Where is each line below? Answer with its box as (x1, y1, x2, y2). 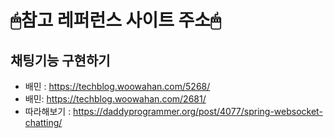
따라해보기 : (24, 106, 72, 117)
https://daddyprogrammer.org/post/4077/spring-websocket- (73, 106, 323, 117)
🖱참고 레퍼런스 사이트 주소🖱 (10, 9, 222, 32)
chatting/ (24, 117, 63, 128)
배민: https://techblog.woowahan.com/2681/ (24, 93, 207, 105)
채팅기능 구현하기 (10, 52, 111, 69)
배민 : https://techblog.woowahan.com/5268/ (24, 81, 211, 92)
